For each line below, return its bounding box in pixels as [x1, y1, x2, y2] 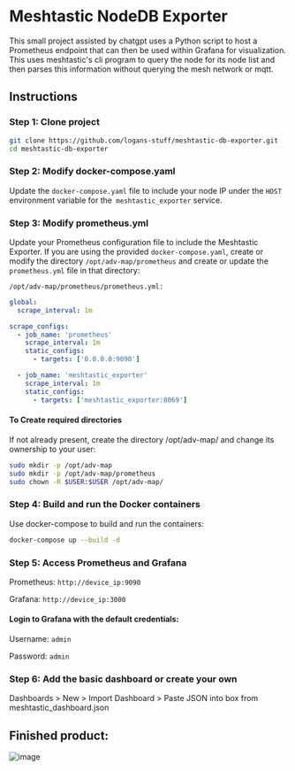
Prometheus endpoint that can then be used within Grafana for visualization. [9, 44, 287, 55]
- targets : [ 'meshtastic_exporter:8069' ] [32, 396, 188, 405]
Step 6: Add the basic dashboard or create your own [9, 673, 238, 685]
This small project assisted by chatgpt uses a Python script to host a [9, 35, 258, 46]
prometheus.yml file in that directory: [9, 265, 140, 275]
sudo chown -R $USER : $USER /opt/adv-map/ [9, 477, 164, 486]
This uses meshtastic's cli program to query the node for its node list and [9, 54, 276, 65]
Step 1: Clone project [9, 116, 100, 128]
